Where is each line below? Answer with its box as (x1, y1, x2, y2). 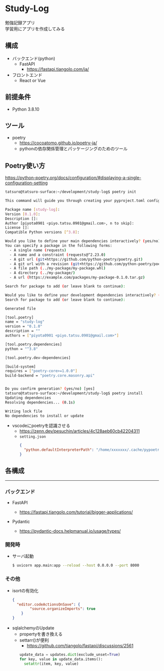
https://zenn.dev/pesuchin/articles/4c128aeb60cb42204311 (19, 428, 140, 434)
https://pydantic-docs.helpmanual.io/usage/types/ (19, 528, 121, 534)
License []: (5, 225, 29, 230)
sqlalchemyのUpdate (12, 625, 55, 631)
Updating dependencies (5, 395, 51, 400)
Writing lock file (5, 409, 42, 414)
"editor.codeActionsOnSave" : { (17, 602, 81, 607)
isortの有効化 (12, 587, 39, 593)
